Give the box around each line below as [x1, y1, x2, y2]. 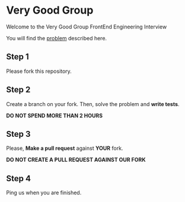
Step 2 [6, 85, 31, 95]
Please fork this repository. [6, 68, 72, 75]
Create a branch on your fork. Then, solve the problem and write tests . [6, 100, 180, 107]
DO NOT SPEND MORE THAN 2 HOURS [6, 112, 103, 119]
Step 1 [6, 52, 30, 62]
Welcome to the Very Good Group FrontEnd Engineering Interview [6, 23, 167, 30]
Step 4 [6, 173, 31, 184]
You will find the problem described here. [6, 34, 107, 41]
